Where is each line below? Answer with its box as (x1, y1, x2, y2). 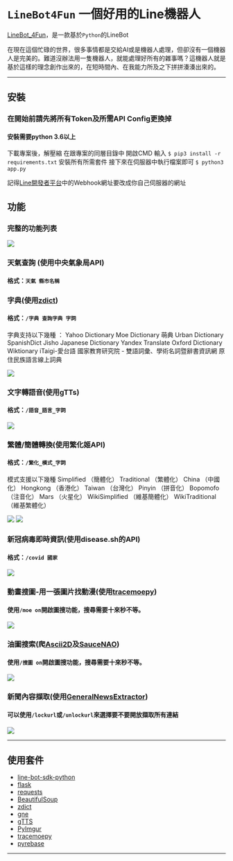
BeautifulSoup (17, 795, 58, 803)
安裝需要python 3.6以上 (7, 133, 76, 141)
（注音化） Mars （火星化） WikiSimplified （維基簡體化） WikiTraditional (7, 493, 216, 501)
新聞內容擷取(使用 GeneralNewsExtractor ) (7, 692, 148, 701)
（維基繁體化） (7, 501, 50, 510)
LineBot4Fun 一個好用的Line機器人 (7, 6, 201, 22)
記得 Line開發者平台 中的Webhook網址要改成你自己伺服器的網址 (7, 178, 187, 187)
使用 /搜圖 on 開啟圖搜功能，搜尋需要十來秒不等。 (7, 658, 146, 666)
